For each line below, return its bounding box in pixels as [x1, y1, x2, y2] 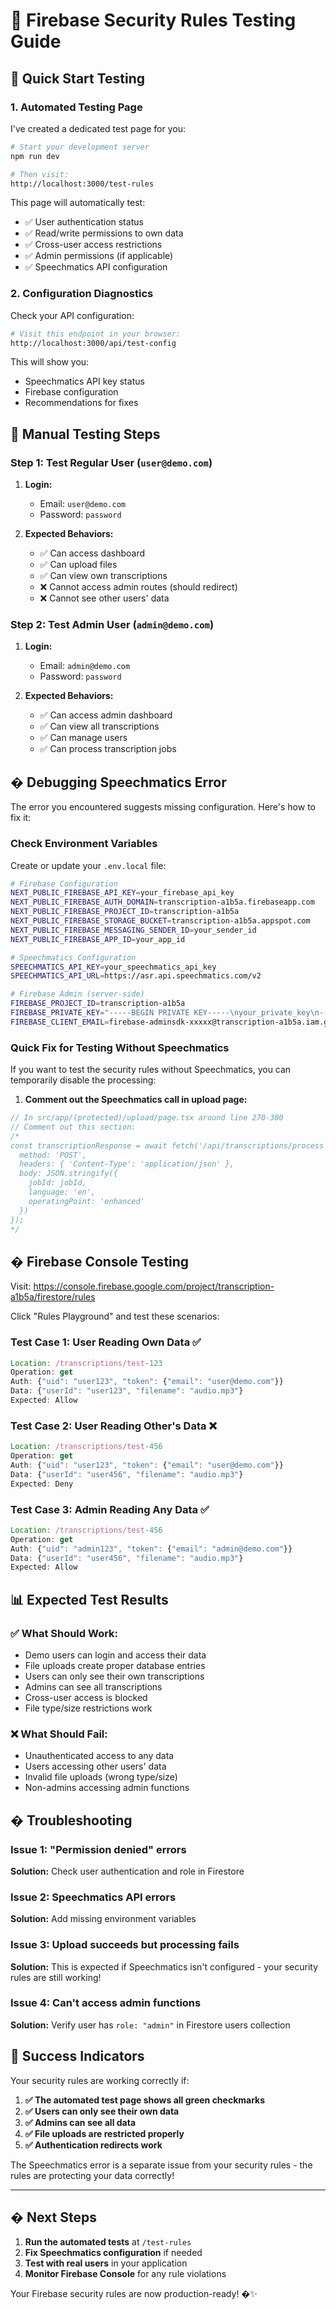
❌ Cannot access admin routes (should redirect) [39, 581, 238, 593]
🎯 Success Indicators [10, 2048, 145, 2065]
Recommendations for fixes [24, 397, 139, 409]
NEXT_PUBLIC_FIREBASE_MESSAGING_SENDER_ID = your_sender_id [10, 925, 257, 935]
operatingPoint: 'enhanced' [28, 1196, 145, 1206]
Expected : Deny [10, 1479, 74, 1489]
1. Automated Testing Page [10, 100, 143, 114]
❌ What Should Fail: [10, 1727, 108, 1741]
